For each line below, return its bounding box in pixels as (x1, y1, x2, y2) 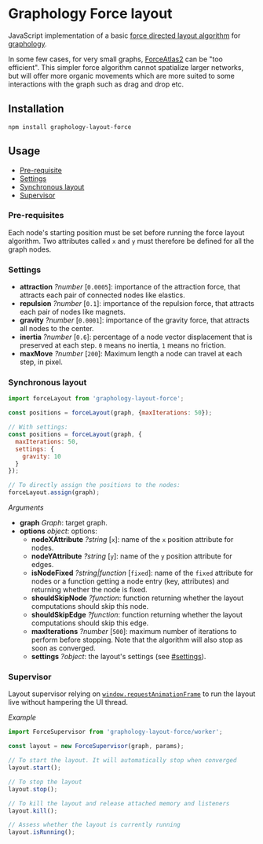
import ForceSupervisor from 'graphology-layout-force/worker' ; (8, 728, 223, 736)
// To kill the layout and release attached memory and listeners (8, 799, 230, 807)
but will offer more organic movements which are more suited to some (8, 71, 236, 80)
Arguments (8, 503, 45, 512)
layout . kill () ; (8, 807, 58, 815)
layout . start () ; (8, 764, 61, 772)
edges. (31, 560, 54, 569)
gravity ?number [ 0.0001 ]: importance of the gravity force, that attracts (19, 315, 250, 325)
